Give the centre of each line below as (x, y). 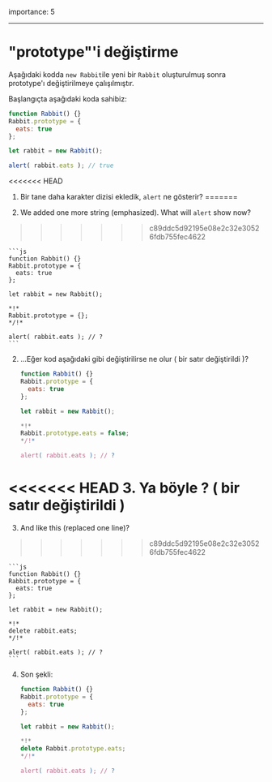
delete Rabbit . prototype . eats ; (73, 749)
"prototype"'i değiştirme (93, 52)
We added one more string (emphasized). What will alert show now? (135, 213)
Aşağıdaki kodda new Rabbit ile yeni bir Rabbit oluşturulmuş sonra (117, 74)
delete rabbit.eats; (43, 631)
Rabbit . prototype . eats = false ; (74, 433)
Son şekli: (36, 674)
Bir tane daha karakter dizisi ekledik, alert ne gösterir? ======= (129, 197)
